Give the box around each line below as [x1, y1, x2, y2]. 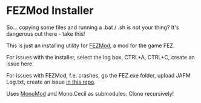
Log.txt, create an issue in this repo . [6, 78, 96, 85]
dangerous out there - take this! [6, 30, 85, 37]
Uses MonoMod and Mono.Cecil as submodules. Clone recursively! [6, 90, 174, 97]
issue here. [6, 60, 35, 67]
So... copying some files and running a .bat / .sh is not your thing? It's [6, 24, 179, 31]
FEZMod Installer [6, 4, 94, 18]
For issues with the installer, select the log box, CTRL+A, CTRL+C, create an [6, 53, 195, 61]
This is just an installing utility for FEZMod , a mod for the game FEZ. [6, 42, 175, 49]
